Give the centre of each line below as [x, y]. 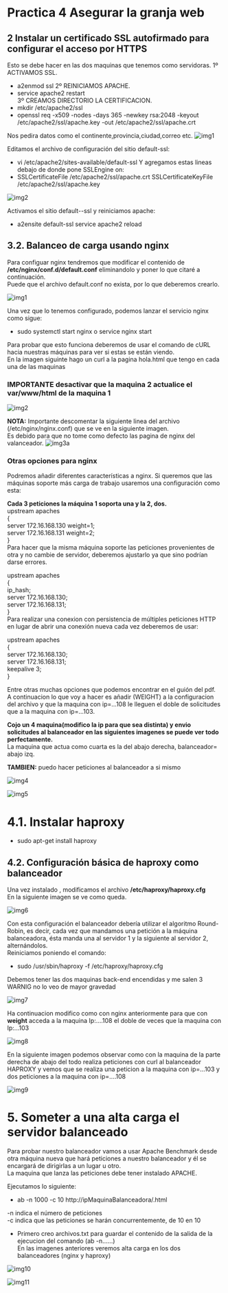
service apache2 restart [51, 93]
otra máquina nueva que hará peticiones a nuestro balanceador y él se [107, 1158]
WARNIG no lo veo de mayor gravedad [61, 987]
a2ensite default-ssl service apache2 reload [79, 224]
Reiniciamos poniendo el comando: [57, 953]
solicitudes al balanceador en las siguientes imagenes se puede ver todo [113, 732]
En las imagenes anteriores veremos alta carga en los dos [99, 1248]
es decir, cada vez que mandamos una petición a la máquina [112, 931]
